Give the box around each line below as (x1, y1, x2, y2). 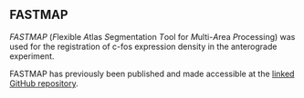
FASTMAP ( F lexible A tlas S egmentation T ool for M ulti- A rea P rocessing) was (9, 31, 296, 42)
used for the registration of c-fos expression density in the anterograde (9, 41, 278, 52)
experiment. (9, 50, 55, 62)
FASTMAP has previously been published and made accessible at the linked (9, 68, 295, 79)
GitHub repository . (9, 77, 79, 89)
